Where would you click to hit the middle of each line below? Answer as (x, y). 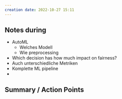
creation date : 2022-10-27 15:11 (39, 10)
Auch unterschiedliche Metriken (45, 63)
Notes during (25, 30)
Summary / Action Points (44, 90)
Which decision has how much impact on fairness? (64, 58)
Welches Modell (36, 47)
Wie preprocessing (39, 52)
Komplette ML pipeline (35, 68)
